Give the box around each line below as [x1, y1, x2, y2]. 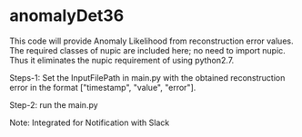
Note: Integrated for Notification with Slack [9, 117, 170, 128]
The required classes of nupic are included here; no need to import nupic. [9, 44, 287, 55]
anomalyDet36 [9, 5, 125, 26]
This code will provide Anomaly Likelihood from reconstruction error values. [9, 35, 294, 46]
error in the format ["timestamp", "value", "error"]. [9, 82, 196, 93]
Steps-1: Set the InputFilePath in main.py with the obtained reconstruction [9, 72, 286, 83]
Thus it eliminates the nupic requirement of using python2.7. [9, 54, 235, 65]
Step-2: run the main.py [9, 99, 98, 110]
